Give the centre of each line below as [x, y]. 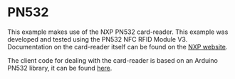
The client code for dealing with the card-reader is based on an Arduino [113, 60]
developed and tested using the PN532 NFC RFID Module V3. [98, 39]
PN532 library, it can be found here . [60, 68]
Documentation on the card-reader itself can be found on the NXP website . [117, 47]
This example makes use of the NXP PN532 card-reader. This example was [118, 32]
